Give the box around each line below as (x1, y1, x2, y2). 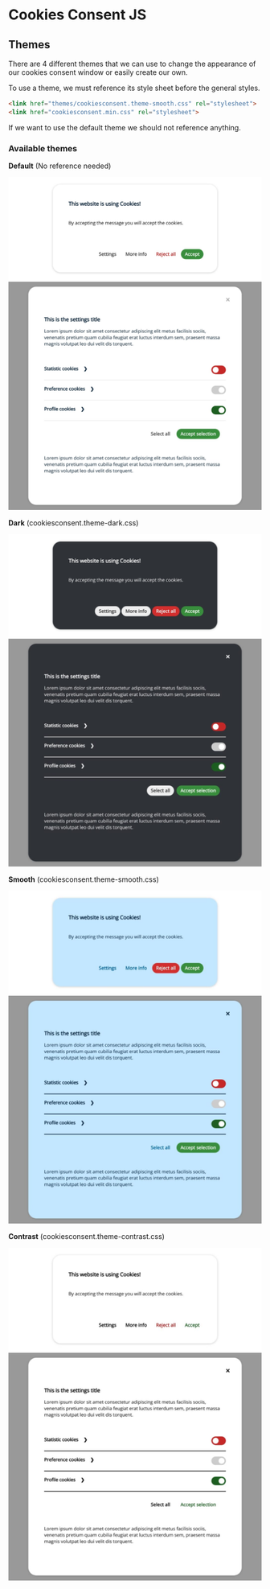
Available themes (8, 142, 78, 154)
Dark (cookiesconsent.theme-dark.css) (8, 517, 139, 528)
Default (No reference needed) (8, 161, 112, 171)
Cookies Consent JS (8, 6, 147, 24)
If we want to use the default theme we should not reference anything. (8, 122, 241, 132)
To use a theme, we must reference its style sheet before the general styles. (8, 83, 260, 93)
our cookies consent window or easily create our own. (8, 68, 188, 77)
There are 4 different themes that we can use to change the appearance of (8, 59, 256, 68)
